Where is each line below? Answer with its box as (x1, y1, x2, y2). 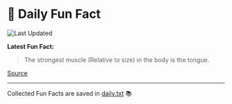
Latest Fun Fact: (7, 42, 55, 50)
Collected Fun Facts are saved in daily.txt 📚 (7, 89, 133, 97)
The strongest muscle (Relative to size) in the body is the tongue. (23, 55, 209, 64)
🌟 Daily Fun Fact (7, 6, 101, 22)
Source (7, 69, 28, 77)
